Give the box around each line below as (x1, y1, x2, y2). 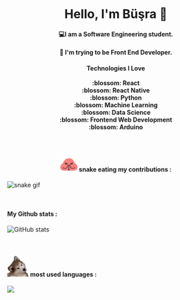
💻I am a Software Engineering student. (58, 30, 174, 38)
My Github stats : (7, 210, 57, 218)
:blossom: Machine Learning (74, 100, 158, 109)
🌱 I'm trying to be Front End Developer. (59, 48, 172, 57)
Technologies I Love (86, 64, 146, 72)
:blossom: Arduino (88, 122, 143, 131)
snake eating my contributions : (79, 165, 172, 174)
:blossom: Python (90, 93, 142, 102)
